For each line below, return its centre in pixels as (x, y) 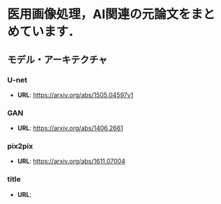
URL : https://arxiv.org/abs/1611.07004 (71, 162)
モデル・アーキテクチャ (58, 60)
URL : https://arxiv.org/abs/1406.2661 (70, 128)
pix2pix (20, 146)
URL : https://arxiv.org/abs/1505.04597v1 (75, 95)
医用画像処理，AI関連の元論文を (99, 14)
